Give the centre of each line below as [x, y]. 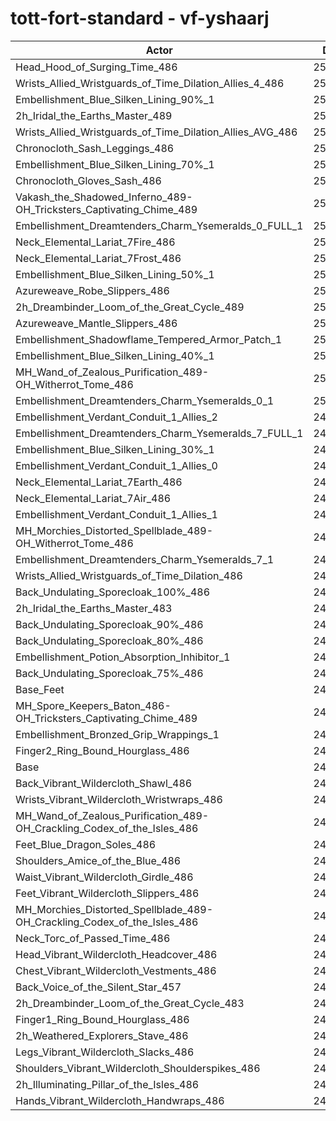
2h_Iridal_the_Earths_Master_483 [94, 608]
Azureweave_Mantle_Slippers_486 [96, 323]
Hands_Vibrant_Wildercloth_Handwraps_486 [120, 1100]
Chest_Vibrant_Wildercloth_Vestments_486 [116, 970]
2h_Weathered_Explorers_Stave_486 [102, 1035]
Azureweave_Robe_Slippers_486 [92, 290]
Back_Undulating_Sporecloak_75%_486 [109, 673]
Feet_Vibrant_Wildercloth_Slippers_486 [107, 893]
